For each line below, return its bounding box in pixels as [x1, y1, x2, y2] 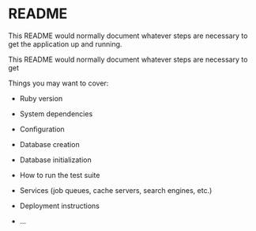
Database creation [19, 139, 81, 149]
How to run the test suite [19, 170, 100, 180]
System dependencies [19, 108, 93, 119]
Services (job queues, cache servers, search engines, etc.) [19, 185, 213, 195]
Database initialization [19, 155, 92, 165]
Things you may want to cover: [8, 78, 109, 88]
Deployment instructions [19, 201, 100, 210]
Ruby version [19, 93, 63, 103]
